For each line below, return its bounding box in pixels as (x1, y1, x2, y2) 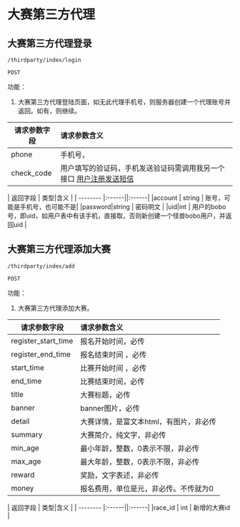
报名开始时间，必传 (79, 336, 145, 346)
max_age (11, 456, 41, 466)
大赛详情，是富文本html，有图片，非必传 (79, 416, 216, 426)
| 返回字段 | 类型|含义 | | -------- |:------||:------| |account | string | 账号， (7, 194, 224, 202)
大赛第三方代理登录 (7, 37, 92, 49)
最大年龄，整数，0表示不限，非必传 (79, 456, 200, 466)
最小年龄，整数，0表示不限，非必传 (79, 443, 200, 453)
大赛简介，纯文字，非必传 (79, 430, 166, 440)
